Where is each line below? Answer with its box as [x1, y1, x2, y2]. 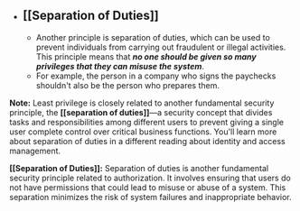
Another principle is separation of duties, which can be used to [35, 32, 271, 42]
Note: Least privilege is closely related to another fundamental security [9, 97, 275, 108]
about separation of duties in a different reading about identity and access [9, 135, 286, 146]
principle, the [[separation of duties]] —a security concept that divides [9, 106, 273, 117]
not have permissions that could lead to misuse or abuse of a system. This [9, 181, 286, 193]
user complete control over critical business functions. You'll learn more [9, 126, 277, 137]
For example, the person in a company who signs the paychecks [35, 70, 277, 81]
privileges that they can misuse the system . [35, 60, 205, 71]
